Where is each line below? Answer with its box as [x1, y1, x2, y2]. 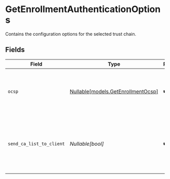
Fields [5, 45, 25, 54]
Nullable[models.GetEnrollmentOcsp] [70, 88, 158, 95]
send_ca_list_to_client [8, 141, 65, 147]
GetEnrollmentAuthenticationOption [5, 4, 161, 15]
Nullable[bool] [70, 140, 104, 147]
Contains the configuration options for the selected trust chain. [5, 31, 137, 37]
